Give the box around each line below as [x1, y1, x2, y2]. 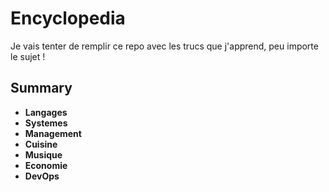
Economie [24, 159, 68, 171]
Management [24, 127, 82, 139]
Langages [24, 106, 68, 118]
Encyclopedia [10, 7, 126, 30]
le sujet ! [10, 50, 46, 62]
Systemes [24, 117, 68, 129]
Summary [10, 80, 73, 97]
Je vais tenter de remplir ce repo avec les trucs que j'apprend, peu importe [10, 40, 319, 52]
